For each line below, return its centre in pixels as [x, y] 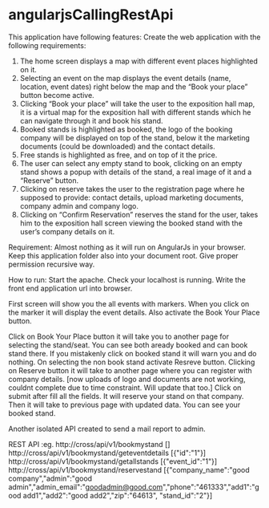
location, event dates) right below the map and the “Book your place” [134, 87]
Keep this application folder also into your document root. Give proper [123, 255]
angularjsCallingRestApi [91, 15]
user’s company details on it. [67, 231]
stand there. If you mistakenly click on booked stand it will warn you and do [132, 353]
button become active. [57, 95]
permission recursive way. [52, 264]
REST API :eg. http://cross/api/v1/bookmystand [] [89, 444]
